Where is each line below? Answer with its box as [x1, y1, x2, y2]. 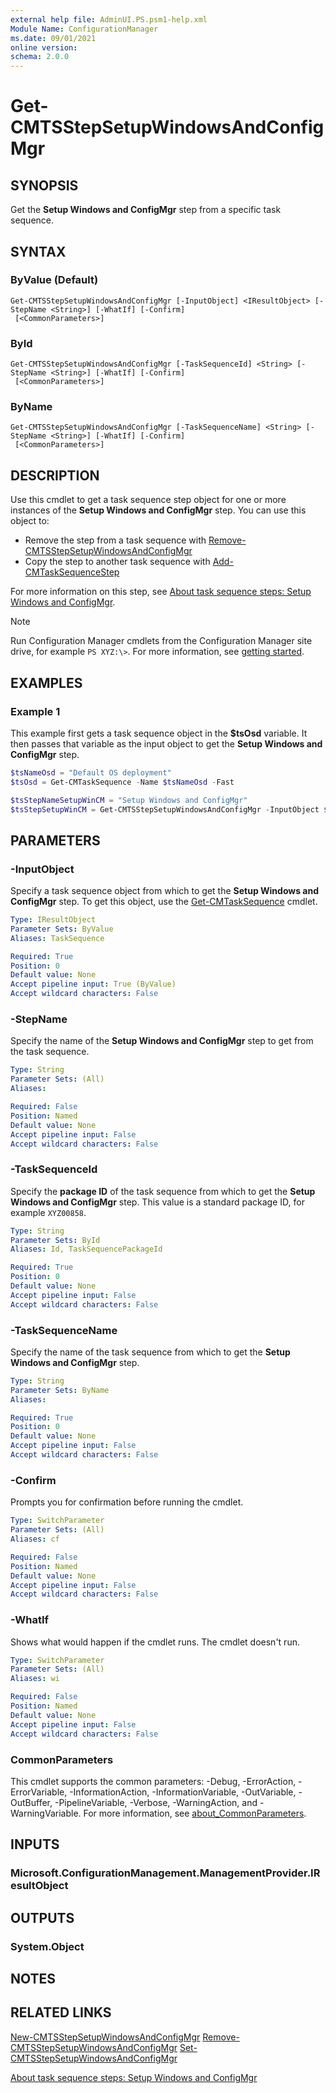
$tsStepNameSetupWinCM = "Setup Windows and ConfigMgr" [10, 795, 248, 805]
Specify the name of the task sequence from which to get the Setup [10, 1346, 291, 1358]
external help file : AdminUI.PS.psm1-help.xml [10, 14, 208, 25]
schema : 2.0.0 [10, 52, 70, 62]
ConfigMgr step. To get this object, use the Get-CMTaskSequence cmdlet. [10, 896, 318, 908]
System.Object [10, 1939, 85, 1953]
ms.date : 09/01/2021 [10, 33, 97, 43]
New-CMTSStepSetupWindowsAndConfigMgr [10, 2031, 201, 2043]
